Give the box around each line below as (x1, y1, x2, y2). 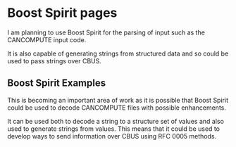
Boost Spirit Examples (7, 77, 106, 89)
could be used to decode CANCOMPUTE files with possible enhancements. (7, 103, 227, 112)
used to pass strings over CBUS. (7, 56, 102, 65)
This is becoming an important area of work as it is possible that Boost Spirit (7, 96, 229, 104)
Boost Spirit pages (7, 5, 118, 21)
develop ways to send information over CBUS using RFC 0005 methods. (7, 132, 217, 140)
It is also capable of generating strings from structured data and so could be (7, 49, 229, 58)
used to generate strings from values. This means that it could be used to (7, 124, 221, 133)
